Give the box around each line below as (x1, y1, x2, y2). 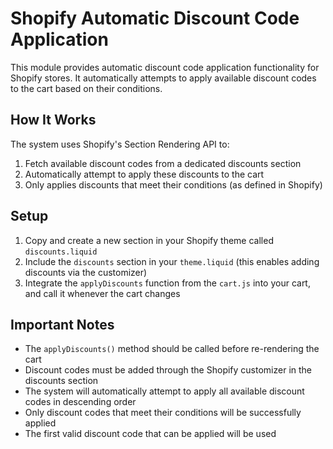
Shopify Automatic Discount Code (10, 7, 300, 30)
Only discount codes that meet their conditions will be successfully (24, 407, 302, 419)
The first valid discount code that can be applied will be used (24, 428, 277, 440)
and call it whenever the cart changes (24, 287, 181, 299)
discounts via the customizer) (24, 266, 148, 278)
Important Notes (10, 316, 115, 333)
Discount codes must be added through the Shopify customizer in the (24, 364, 313, 376)
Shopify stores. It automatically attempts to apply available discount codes (10, 72, 317, 84)
